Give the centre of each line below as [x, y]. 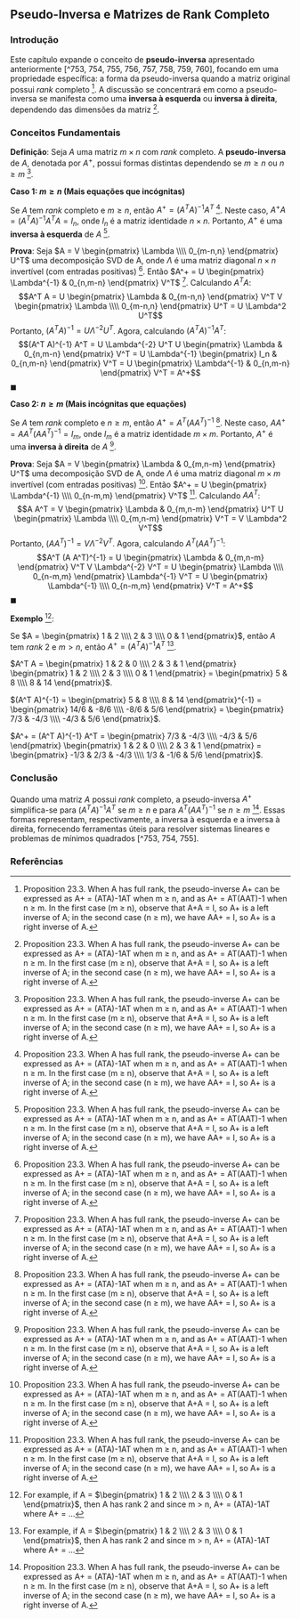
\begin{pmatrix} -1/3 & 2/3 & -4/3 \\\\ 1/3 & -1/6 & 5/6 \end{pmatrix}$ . [137, 755]
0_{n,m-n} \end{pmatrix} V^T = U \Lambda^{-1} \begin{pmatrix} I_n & [150, 354]
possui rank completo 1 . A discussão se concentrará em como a [127, 88]
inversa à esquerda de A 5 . [60, 233]
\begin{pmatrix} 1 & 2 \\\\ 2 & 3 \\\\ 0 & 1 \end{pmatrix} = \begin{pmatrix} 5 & [149, 673]
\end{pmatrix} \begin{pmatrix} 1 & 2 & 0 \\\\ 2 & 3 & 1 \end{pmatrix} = [136, 746]
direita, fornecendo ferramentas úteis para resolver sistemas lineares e [140, 829]
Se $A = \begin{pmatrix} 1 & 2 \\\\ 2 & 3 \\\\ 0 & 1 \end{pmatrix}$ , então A [143, 635]
